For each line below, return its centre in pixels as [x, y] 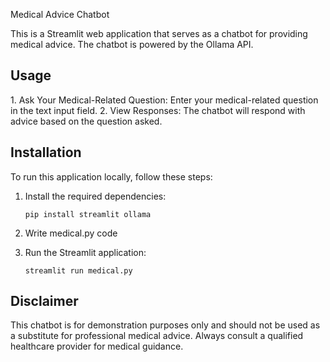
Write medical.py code [71, 233]
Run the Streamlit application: [85, 252]
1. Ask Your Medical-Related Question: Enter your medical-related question [164, 100]
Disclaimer [44, 301]
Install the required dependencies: [95, 196]
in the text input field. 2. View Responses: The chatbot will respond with [158, 110]
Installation [46, 152]
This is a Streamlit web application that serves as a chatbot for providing [159, 33]
